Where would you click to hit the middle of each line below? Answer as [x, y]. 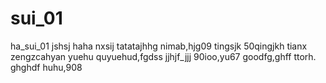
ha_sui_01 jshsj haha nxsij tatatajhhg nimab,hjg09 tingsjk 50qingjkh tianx [159, 46]
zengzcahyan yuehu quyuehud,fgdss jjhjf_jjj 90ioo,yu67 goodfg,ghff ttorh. [163, 56]
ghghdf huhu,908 [46, 67]
